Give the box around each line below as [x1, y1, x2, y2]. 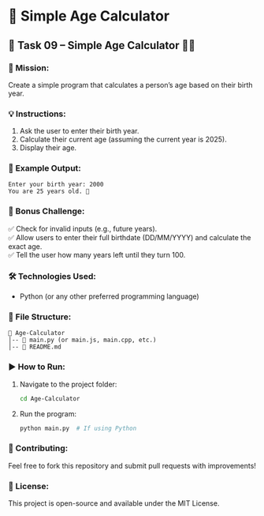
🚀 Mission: [8, 62, 50, 73]
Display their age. [19, 143, 77, 153]
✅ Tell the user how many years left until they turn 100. [8, 250, 186, 259]
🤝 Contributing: [8, 443, 69, 454]
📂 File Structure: [8, 311, 72, 322]
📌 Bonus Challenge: [8, 205, 85, 217]
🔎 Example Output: [8, 163, 81, 174]
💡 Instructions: [8, 108, 66, 119]
